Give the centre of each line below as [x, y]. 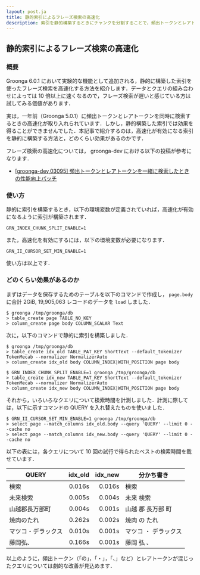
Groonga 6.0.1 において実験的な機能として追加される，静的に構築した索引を [99, 81]
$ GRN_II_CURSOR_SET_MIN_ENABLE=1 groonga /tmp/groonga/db [81, 419]
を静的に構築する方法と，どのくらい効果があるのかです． [76, 138]
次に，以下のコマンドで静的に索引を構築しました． [69, 335]
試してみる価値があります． [40, 103]
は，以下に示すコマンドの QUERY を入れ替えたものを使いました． [87, 407]
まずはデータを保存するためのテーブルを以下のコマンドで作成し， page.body [100, 294]
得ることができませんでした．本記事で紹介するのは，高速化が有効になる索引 [100, 131]
